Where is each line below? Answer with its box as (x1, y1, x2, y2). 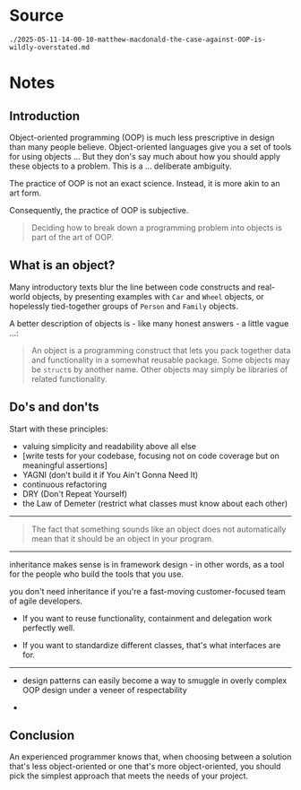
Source (9, 5, 64, 26)
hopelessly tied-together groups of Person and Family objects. (9, 300, 239, 311)
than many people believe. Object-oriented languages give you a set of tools (9, 141, 292, 152)
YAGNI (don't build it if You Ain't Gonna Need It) (21, 469, 199, 480)
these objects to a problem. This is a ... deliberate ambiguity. (9, 161, 232, 171)
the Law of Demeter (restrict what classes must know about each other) (21, 498, 288, 508)
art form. (9, 187, 42, 198)
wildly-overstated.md (9, 42, 90, 52)
